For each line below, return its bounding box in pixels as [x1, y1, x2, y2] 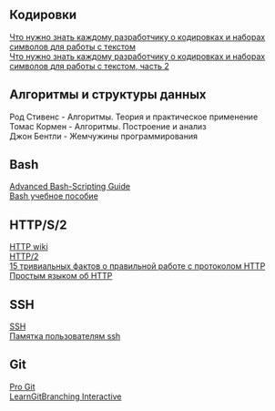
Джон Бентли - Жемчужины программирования [9, 130, 199, 141]
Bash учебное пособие [9, 190, 98, 201]
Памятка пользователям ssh [9, 331, 121, 342]
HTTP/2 [9, 251, 39, 262]
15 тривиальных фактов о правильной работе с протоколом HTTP [9, 261, 266, 272]
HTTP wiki [9, 241, 48, 252]
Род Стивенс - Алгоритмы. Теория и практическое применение [9, 111, 259, 122]
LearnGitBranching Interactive [9, 391, 122, 402]
